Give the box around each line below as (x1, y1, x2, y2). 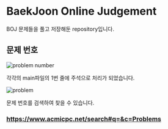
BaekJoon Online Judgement (6, 4, 157, 18)
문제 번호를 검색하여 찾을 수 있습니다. (6, 99, 95, 106)
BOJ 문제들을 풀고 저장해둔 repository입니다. (6, 25, 115, 32)
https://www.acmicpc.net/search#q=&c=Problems (6, 114, 162, 123)
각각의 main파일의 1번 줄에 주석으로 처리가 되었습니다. (6, 74, 135, 81)
